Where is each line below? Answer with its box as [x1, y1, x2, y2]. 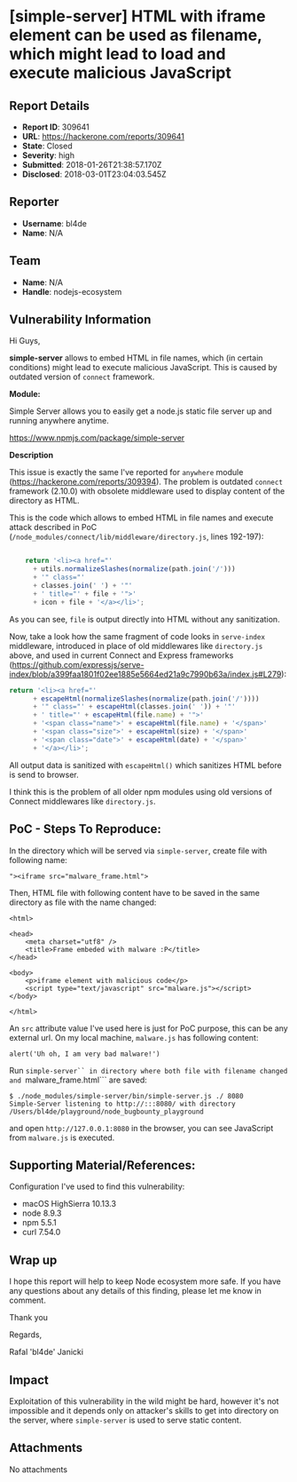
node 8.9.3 [21, 1208, 62, 1218]
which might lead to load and [9, 44, 226, 64]
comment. [9, 1295, 46, 1306]
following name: [9, 854, 68, 865]
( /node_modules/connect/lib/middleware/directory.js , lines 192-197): [9, 531, 264, 543]
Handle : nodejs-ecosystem [21, 286, 122, 297]
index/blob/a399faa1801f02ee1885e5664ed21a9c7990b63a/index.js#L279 [9, 669, 282, 679]
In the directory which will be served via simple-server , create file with [9, 845, 268, 856]
